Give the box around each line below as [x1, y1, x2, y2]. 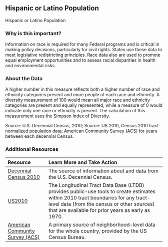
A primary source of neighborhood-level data [48, 221, 156, 228]
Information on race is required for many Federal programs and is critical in [5, 41, 159, 47]
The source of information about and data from [48, 167, 159, 174]
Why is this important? [5, 30, 61, 37]
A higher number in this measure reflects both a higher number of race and [5, 86, 160, 92]
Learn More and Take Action [48, 159, 117, 166]
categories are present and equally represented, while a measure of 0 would [5, 102, 162, 108]
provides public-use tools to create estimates [48, 188, 156, 195]
